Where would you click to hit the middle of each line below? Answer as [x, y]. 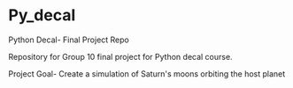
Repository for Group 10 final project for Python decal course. [120, 56]
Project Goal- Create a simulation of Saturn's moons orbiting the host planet [147, 73]
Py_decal [42, 15]
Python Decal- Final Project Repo [69, 40]
